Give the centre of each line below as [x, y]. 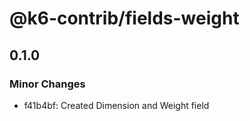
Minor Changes [47, 84]
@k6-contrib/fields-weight [124, 18]
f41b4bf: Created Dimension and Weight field [116, 105]
